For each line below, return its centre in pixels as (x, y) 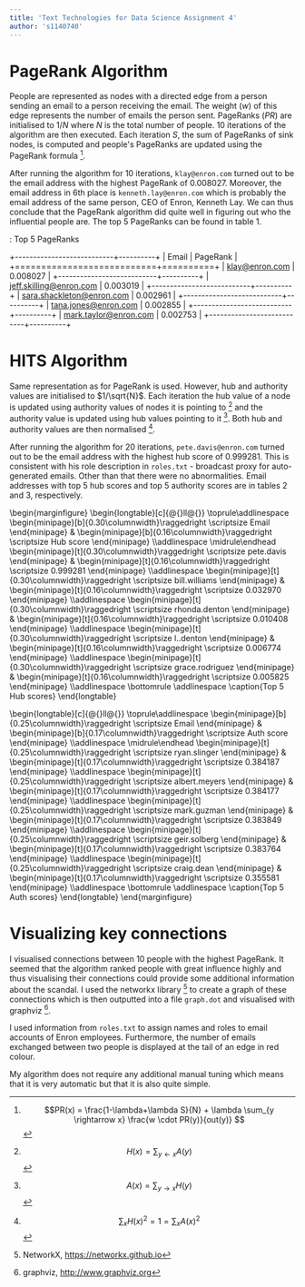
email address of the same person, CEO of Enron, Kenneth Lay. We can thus (152, 203)
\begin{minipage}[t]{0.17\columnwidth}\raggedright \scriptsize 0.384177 (144, 791)
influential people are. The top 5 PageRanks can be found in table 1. (135, 222)
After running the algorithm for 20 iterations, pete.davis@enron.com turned (147, 447)
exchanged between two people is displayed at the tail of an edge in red (144, 1047)
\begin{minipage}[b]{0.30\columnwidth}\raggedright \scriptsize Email (140, 522)
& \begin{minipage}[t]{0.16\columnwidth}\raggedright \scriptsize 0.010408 (149, 619)
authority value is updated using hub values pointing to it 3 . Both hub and (146, 417)
